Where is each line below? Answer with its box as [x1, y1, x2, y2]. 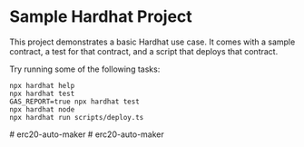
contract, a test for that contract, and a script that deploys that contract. [9, 45, 279, 56]
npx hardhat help [9, 81, 75, 90]
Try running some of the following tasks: [9, 64, 161, 74]
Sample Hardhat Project [9, 6, 192, 27]
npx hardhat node [9, 104, 75, 114]
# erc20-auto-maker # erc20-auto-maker [9, 129, 165, 140]
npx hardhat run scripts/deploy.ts [9, 113, 144, 122]
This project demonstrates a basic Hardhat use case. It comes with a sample [9, 36, 296, 47]
